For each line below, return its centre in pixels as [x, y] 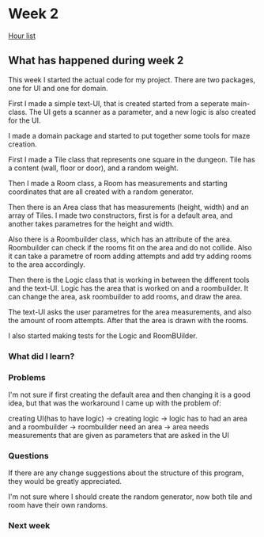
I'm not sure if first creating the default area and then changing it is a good [129, 394]
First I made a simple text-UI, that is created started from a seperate [119, 103]
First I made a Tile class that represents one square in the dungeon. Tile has [132, 159]
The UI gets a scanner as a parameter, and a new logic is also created [143, 112]
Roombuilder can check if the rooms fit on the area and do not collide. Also [130, 247]
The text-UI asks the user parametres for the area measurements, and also [130, 312]
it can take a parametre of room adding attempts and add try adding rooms [130, 256]
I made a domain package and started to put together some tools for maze [129, 135]
